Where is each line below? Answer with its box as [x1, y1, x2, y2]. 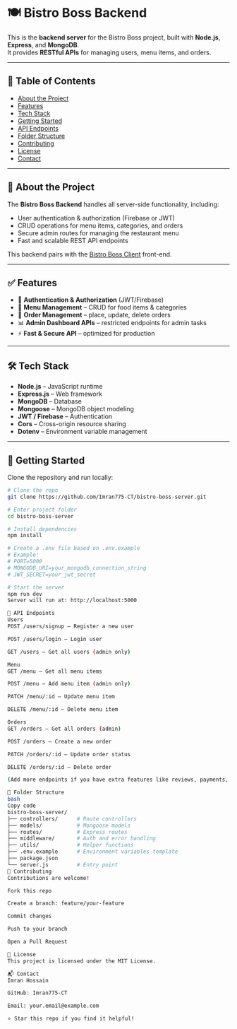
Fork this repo [7, 887, 52, 894]
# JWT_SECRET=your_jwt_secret [7, 571, 97, 578]
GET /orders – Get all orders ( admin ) [7, 725, 121, 732]
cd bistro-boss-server [7, 512, 74, 519]
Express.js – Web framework [17, 389, 102, 399]
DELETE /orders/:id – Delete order [7, 763, 112, 770]
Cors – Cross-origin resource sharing [17, 420, 126, 428]
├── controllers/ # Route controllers [7, 815, 138, 823]
